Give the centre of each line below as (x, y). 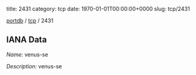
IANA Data (27, 40)
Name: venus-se (27, 54)
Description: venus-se (34, 66)
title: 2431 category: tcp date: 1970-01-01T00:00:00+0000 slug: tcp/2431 (98, 9)
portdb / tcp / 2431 (30, 20)
